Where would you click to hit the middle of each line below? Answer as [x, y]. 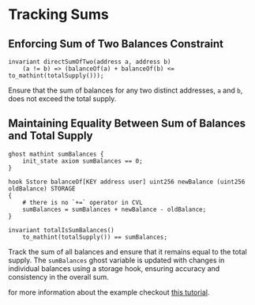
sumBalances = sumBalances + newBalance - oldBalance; [114, 209]
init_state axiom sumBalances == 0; [83, 161]
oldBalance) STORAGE [42, 188]
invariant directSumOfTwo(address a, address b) [90, 62]
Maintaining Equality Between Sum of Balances [127, 124]
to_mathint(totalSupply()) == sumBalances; [95, 237]
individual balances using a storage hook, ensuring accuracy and [114, 268]
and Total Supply [51, 136]
